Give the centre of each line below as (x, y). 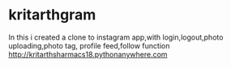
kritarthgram (52, 15)
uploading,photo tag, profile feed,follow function (89, 45)
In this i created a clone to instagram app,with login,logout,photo (116, 37)
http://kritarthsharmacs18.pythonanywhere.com (88, 54)
